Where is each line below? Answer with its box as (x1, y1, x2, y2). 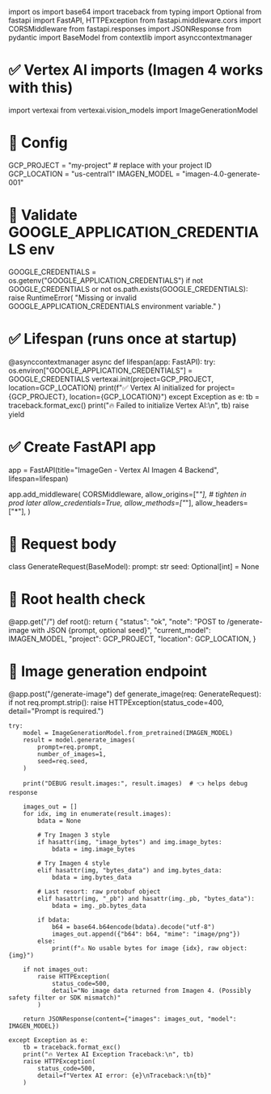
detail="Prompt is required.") (8, 706, 104, 716)
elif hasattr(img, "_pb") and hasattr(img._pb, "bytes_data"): (37, 894, 255, 902)
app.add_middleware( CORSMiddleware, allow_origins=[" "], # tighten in (8, 489, 247, 499)
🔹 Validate (8, 206, 78, 225)
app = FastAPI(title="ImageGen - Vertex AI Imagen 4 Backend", (8, 465, 219, 475)
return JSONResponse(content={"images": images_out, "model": (23, 1015, 237, 1023)
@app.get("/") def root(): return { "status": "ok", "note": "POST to (8, 616, 226, 626)
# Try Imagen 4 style (37, 859, 111, 868)
